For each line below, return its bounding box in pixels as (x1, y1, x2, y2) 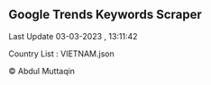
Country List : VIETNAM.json (8, 48, 115, 59)
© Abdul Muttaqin (8, 65, 76, 76)
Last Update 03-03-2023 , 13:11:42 (8, 30, 138, 41)
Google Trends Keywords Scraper (8, 7, 202, 22)
